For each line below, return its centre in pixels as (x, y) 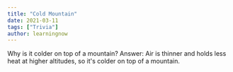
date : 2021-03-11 (33, 20)
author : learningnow (38, 34)
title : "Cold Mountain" (42, 14)
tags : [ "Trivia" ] (33, 27)
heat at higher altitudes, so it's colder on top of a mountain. (94, 61)
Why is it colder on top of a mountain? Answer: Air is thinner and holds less (117, 54)
